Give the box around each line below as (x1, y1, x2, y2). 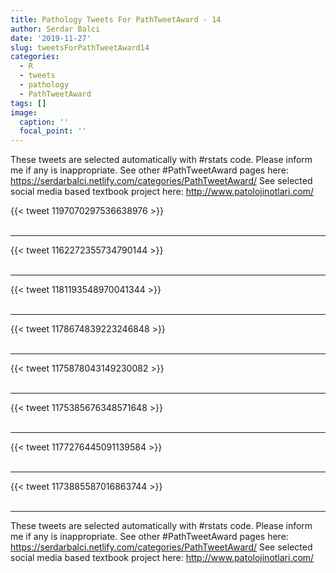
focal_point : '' (19, 126, 87, 136)
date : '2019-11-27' (10, 33, 92, 43)
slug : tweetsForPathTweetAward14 (10, 42, 150, 53)
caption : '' (19, 117, 70, 127)
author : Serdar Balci (10, 24, 101, 34)
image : (10, 107, 38, 118)
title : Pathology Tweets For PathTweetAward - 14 (10, 14, 222, 25)
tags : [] (10, 98, 47, 108)
